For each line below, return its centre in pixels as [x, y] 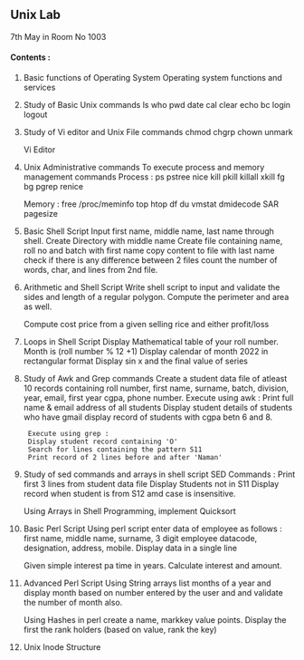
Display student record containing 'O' [103, 442]
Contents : [30, 57]
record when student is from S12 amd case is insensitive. [129, 494]
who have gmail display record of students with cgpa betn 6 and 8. [148, 417]
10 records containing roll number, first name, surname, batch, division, [156, 388]
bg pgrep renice [53, 187]
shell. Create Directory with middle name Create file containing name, [153, 241]
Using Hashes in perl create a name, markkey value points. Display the [155, 620]
